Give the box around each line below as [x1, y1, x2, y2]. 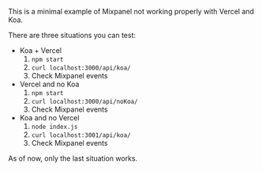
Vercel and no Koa [19, 79, 80, 89]
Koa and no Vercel [19, 113, 80, 122]
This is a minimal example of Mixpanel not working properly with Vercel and [8, 7, 255, 16]
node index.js [31, 123, 78, 131]
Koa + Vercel [19, 46, 62, 55]
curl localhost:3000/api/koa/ [31, 64, 132, 72]
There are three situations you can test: [8, 31, 137, 40]
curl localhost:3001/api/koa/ [31, 131, 132, 139]
